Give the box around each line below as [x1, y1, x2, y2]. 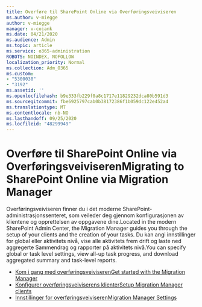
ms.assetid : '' [6, 87, 45, 93]
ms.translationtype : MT [6, 104, 66, 110]
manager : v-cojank [6, 25, 52, 32]
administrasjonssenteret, [6, 212, 68, 219]
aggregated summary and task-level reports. [6, 257, 118, 264]
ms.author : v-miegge [6, 14, 58, 21]
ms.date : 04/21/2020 [6, 31, 58, 37]
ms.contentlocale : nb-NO [6, 110, 69, 116]
